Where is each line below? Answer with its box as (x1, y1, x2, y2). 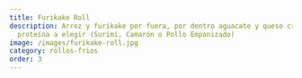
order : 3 (9, 55, 42, 64)
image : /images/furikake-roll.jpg (9, 38, 139, 48)
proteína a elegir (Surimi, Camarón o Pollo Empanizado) (17, 30, 235, 39)
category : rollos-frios (9, 47, 99, 56)
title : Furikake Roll (9, 13, 91, 22)
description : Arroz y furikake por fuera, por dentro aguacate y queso (9, 22, 283, 30)
